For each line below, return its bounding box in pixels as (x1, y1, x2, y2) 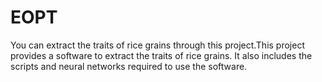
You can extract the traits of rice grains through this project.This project (10, 39, 305, 51)
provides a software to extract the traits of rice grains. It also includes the (10, 49, 313, 61)
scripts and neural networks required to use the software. (10, 60, 248, 72)
